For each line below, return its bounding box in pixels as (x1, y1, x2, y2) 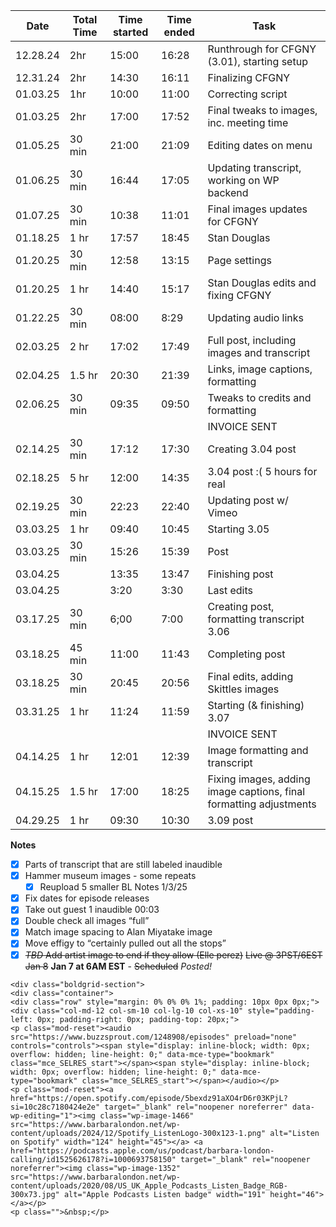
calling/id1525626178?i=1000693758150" (10, 1154, 177, 1164)
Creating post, (207, 600, 275, 613)
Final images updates (207, 202, 308, 216)
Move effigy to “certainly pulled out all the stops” (24, 937, 227, 949)
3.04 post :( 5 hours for (207, 465, 318, 478)
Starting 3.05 (207, 522, 270, 536)
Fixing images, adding (207, 772, 311, 786)
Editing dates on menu (207, 139, 313, 152)
